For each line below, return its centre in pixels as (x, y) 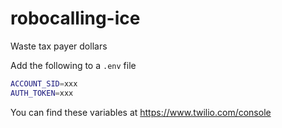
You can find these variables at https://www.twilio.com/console (141, 112)
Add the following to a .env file (73, 65)
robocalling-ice (75, 18)
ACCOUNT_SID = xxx (44, 83)
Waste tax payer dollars (59, 46)
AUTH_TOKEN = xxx (42, 93)
